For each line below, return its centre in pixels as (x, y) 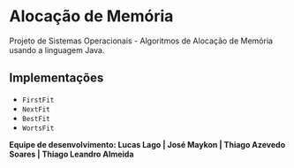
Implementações (57, 78)
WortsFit (38, 128)
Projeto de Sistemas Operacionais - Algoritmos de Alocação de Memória (141, 41)
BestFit (36, 118)
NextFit (36, 109)
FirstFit (38, 100)
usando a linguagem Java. (57, 50)
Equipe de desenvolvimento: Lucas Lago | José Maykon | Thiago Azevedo (147, 144)
